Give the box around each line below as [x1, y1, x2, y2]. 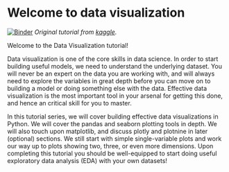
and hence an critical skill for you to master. [7, 98, 132, 107]
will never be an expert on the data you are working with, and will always [7, 69, 215, 78]
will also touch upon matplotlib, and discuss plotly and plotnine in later [7, 127, 208, 135]
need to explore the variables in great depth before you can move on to [7, 76, 211, 85]
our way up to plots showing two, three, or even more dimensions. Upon [7, 141, 214, 150]
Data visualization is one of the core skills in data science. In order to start [7, 54, 219, 63]
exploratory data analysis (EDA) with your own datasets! [7, 156, 168, 164]
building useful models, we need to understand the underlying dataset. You [7, 62, 222, 70]
